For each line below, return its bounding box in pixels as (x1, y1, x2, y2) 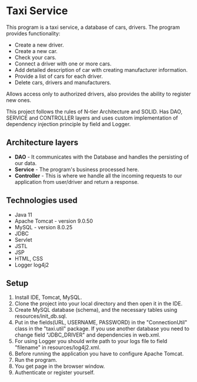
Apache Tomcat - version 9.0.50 (14, 217, 93, 225)
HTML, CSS (14, 255, 43, 262)
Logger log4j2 (14, 261, 49, 268)
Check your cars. (14, 54, 57, 61)
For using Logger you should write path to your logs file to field (14, 338, 168, 345)
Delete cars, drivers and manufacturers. (14, 78, 112, 86)
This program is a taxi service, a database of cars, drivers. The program (6, 24, 181, 31)
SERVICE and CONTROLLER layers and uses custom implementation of (6, 114, 178, 121)
